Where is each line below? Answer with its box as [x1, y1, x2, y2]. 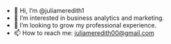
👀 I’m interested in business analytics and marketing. [13, 14, 165, 22]
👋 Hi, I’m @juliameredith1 [13, 7, 84, 14]
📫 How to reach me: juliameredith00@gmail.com [13, 29, 154, 37]
